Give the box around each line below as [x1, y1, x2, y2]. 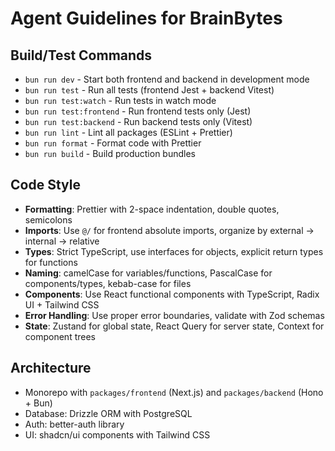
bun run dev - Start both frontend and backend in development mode [24, 73, 310, 85]
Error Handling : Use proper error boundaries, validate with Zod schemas [24, 309, 325, 321]
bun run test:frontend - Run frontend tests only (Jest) [24, 105, 252, 117]
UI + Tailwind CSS [24, 298, 100, 311]
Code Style [10, 177, 81, 194]
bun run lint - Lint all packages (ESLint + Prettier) [24, 127, 233, 138]
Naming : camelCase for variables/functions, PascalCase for [24, 267, 273, 279]
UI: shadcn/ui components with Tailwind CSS [24, 428, 211, 441]
